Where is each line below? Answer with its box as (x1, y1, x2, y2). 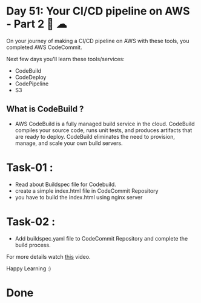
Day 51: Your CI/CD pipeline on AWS (6, 4, 190, 18)
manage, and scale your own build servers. (15, 139, 123, 147)
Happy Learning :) (6, 265, 51, 272)
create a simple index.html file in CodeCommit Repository (15, 187, 159, 195)
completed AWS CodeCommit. (6, 44, 82, 51)
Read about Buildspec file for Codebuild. (15, 181, 116, 188)
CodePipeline (15, 80, 49, 87)
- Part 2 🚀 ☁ (6, 17, 67, 31)
